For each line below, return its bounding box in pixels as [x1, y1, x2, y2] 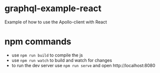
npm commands [4, 36, 71, 47]
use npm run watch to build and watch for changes [11, 57, 112, 63]
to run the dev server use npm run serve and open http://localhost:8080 [11, 62, 156, 68]
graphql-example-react [4, 3, 102, 14]
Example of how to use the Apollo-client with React [4, 19, 107, 25]
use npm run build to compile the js [11, 52, 83, 58]
